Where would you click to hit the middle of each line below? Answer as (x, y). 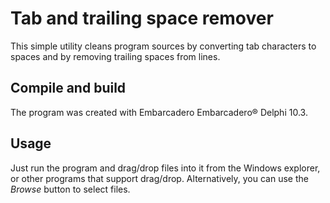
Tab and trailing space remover (142, 18)
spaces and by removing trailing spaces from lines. (115, 56)
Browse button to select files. (70, 189)
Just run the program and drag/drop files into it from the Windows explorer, (165, 168)
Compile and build (68, 88)
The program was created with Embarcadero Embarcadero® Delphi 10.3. (159, 112)
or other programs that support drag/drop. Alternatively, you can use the (159, 178)
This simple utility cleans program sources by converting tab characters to (163, 46)
